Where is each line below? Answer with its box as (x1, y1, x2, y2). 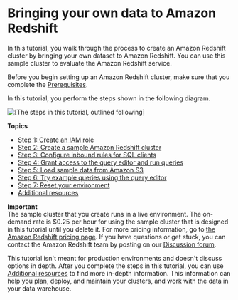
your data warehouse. (7, 284, 72, 293)
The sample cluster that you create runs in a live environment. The (7, 210, 201, 218)
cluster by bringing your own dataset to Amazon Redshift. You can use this (7, 51, 226, 60)
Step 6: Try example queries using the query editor (17, 173, 167, 182)
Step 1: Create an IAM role (17, 135, 94, 144)
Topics (7, 121, 28, 130)
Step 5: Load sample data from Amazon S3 (17, 165, 144, 174)
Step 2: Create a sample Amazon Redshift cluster (17, 143, 162, 151)
